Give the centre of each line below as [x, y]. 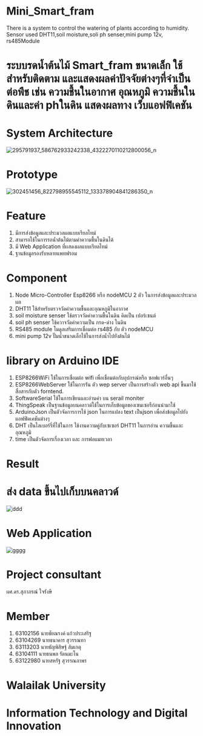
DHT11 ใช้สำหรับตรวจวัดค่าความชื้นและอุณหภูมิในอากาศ [72, 308]
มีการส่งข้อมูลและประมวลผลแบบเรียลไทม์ [55, 232]
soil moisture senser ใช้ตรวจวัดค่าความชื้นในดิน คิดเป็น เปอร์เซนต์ [85, 315]
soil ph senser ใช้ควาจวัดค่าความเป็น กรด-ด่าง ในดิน [71, 322]
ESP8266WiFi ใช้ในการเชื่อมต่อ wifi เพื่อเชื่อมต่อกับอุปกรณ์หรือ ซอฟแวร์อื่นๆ [94, 377]
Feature [26, 216]
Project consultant [54, 575]
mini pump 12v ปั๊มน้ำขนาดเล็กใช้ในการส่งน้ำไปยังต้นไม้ [72, 336]
